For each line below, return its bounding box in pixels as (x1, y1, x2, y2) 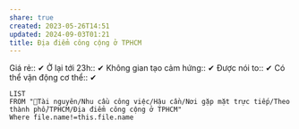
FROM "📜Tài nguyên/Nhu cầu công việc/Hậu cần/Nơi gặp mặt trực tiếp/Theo (9, 98, 291, 107)
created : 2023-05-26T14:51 (9, 21, 110, 30)
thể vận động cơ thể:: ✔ (9, 73, 97, 83)
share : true (9, 13, 54, 22)
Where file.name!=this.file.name (9, 113, 134, 122)
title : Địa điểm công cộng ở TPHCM (9, 38, 142, 47)
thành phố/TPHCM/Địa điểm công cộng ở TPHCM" (9, 105, 182, 115)
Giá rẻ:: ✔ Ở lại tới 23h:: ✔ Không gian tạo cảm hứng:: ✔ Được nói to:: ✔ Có (9, 63, 286, 73)
